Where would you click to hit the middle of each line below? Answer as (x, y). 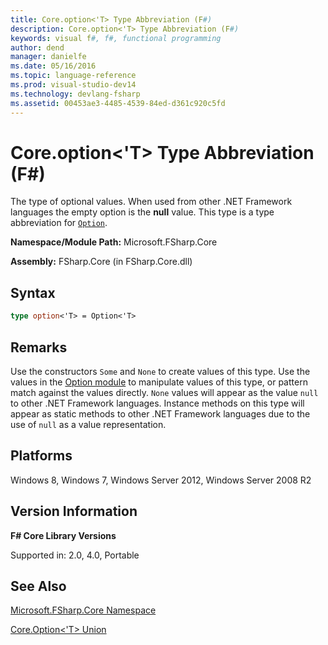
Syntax (33, 292)
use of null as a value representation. (88, 424)
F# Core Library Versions (63, 535)
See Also (38, 586)
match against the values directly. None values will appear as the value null (164, 392)
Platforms (41, 456)
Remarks (39, 347)
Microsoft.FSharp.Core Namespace (83, 610)
